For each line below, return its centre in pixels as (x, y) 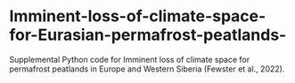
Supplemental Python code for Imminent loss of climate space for (130, 59)
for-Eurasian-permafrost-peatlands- (148, 35)
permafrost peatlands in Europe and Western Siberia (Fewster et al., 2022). (147, 69)
